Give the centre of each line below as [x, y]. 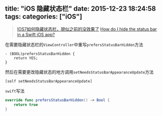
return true [26, 105]
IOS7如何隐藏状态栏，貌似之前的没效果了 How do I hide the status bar [87, 29]
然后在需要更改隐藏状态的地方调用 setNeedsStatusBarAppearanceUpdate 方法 [80, 72]
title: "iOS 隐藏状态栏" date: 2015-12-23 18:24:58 [81, 9]
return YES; [26, 58]
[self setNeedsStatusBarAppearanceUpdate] [49, 81]
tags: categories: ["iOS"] [44, 17]
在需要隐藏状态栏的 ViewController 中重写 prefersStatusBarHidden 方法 [74, 44]
